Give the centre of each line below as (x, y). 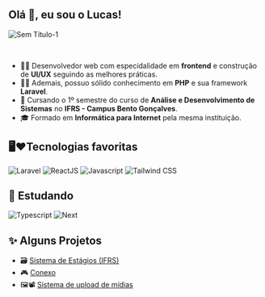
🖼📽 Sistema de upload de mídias (76, 285)
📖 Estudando (41, 196)
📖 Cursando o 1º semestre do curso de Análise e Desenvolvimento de (137, 100)
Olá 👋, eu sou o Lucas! (65, 15)
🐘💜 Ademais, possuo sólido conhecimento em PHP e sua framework (134, 82)
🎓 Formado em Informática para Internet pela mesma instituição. (130, 117)
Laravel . (34, 91)
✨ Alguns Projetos (55, 240)
